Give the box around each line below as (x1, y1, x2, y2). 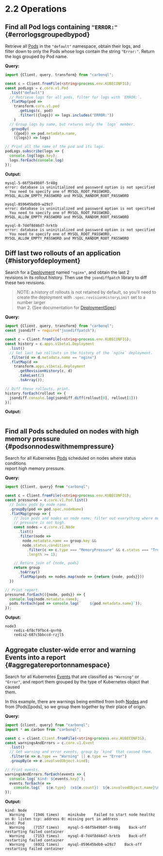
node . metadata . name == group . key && (22, 538, 97, 543)
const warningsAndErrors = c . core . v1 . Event (5, 740, 95, 745)
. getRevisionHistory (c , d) (17, 369, 73, 374)
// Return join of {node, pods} (14, 561, 79, 566)
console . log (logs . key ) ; (9, 153, 57, 158)
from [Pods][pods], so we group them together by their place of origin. (5, 704, 147, 710)
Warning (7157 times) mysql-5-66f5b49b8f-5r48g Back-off (9, 825, 147, 830)
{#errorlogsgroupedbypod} (5, 30, 90, 38)
